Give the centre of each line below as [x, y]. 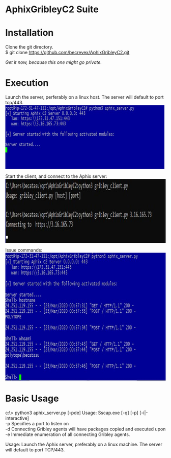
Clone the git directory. [29, 47]
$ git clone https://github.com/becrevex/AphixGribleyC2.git [67, 53]
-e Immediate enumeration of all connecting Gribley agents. [68, 434]
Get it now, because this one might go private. [54, 62]
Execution [27, 83]
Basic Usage [32, 398]
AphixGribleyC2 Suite [52, 9]
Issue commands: [24, 250]
